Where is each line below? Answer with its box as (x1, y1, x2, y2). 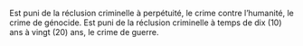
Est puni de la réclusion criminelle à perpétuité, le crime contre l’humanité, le (9, 8, 294, 18)
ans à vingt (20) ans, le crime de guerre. (9, 27, 159, 37)
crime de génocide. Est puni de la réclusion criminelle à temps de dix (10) (9, 17, 282, 28)
